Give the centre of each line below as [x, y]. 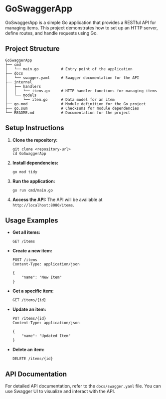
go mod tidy [25, 172]
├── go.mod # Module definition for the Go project [76, 104]
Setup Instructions [35, 128]
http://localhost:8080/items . [43, 204]
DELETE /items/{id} [33, 359]
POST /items [25, 260]
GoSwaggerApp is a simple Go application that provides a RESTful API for [81, 22]
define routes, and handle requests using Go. [52, 33]
